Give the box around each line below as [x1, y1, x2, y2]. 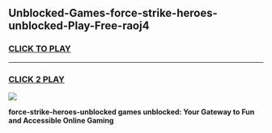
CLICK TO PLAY [8, 44, 71, 55]
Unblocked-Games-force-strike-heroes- [8, 6, 219, 20]
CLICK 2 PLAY [8, 73, 65, 85]
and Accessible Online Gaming [8, 115, 114, 125]
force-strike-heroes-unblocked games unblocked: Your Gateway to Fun [8, 106, 255, 116]
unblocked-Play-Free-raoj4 [8, 19, 150, 33]
